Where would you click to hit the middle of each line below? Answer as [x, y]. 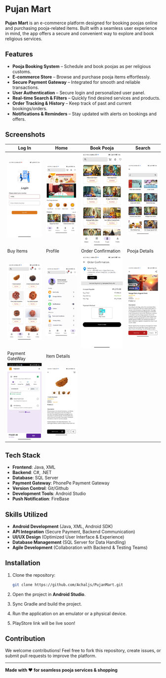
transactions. [26, 87]
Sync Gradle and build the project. [47, 604]
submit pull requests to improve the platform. [51, 656]
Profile [53, 251]
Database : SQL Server [35, 478]
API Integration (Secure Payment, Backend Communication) [74, 532]
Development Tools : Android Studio [49, 494]
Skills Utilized [26, 514]
